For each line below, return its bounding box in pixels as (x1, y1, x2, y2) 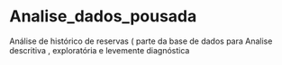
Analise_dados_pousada (9, 6, 197, 27)
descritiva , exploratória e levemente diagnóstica (9, 45, 190, 55)
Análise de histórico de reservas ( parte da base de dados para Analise (9, 36, 273, 46)
